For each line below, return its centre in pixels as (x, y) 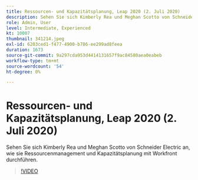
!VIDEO (29, 171)
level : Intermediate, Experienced (49, 28)
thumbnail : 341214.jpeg (35, 39)
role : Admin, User (29, 22)
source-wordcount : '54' (35, 66)
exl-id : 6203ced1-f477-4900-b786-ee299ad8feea (64, 45)
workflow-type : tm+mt (33, 61)
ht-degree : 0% (24, 72)
